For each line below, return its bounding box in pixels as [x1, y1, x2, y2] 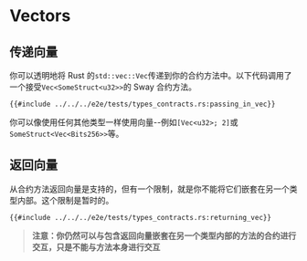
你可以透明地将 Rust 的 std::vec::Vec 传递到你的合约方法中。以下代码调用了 [9, 70, 292, 80]
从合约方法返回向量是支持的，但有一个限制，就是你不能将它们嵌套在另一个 [9, 183, 290, 194]
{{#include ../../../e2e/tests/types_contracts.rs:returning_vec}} [9, 213, 272, 222]
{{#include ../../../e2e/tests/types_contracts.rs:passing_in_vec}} [9, 99, 276, 109]
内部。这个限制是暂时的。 [16, 194, 114, 205]
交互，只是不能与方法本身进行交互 [31, 241, 161, 252]
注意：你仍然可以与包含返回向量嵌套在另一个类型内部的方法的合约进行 [31, 230, 297, 241]
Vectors [9, 5, 71, 26]
